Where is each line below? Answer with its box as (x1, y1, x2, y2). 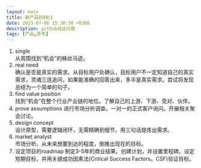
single (14, 47, 30, 55)
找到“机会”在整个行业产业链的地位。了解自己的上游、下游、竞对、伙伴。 (14, 97, 194, 105)
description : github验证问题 (6, 25, 76, 32)
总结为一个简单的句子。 (14, 83, 73, 91)
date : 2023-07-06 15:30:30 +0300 (6, 20, 90, 26)
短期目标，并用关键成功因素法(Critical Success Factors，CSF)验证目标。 (14, 155, 195, 163)
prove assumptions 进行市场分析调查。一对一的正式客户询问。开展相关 (14, 105, 190, 112)
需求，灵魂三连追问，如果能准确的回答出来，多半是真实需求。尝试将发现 (14, 76, 194, 83)
